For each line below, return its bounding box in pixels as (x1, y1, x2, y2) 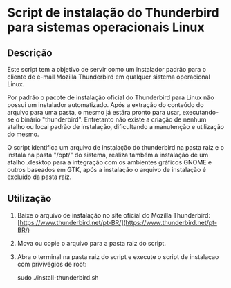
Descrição (7, 47, 53, 59)
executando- (182, 108, 219, 116)
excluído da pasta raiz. (7, 173, 72, 181)
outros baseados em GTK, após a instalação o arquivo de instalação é (7, 166, 206, 173)
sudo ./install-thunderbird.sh (17, 273, 99, 281)
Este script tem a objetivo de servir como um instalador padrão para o (7, 66, 206, 73)
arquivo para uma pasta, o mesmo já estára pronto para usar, (7, 108, 181, 116)
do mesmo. (7, 130, 39, 138)
